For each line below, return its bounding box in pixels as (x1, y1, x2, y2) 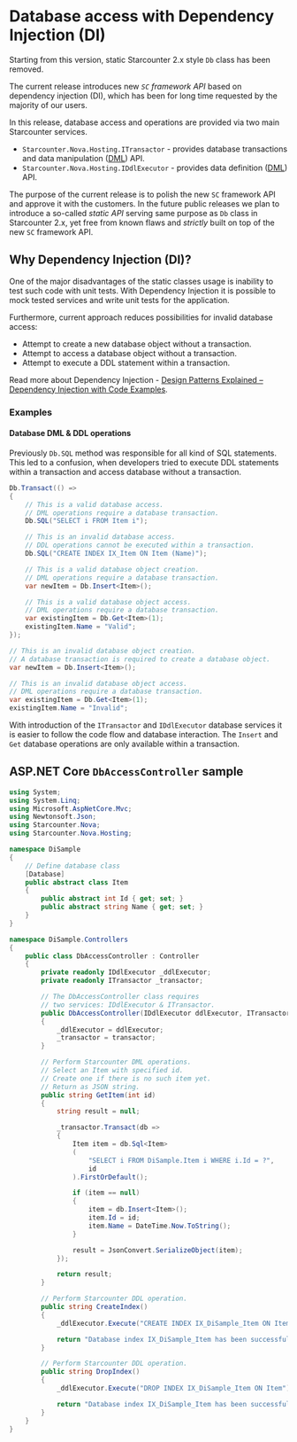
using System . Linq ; (9, 796, 81, 805)
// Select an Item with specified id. (41, 1066, 184, 1075)
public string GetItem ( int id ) (41, 1090, 156, 1100)
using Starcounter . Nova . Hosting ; (9, 829, 133, 838)
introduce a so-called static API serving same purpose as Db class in (9, 207, 258, 218)
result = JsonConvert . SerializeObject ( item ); (72, 1245, 243, 1255)
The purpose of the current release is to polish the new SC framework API (9, 189, 276, 199)
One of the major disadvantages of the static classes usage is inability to (9, 276, 274, 286)
